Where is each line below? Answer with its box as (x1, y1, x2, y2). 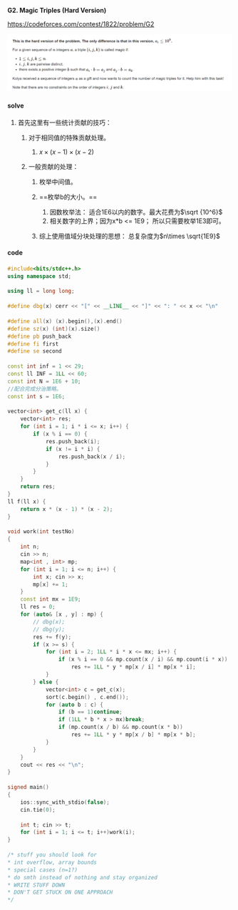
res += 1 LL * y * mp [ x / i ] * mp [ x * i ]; (71, 663, 196, 671)
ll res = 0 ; (20, 604, 56, 611)
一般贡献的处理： (28, 162, 79, 170)
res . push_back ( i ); (45, 438, 100, 445)
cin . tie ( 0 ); (20, 806, 56, 813)
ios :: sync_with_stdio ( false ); (20, 798, 110, 806)
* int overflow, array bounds (7, 859, 98, 866)
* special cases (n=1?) (7, 866, 78, 874)
